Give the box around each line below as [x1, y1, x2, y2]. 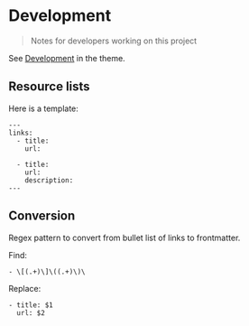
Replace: [8, 283, 41, 293]
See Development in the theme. [8, 52, 125, 63]
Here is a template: [8, 103, 78, 114]
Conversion [8, 209, 76, 224]
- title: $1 [8, 300, 53, 310]
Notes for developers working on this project [30, 35, 198, 46]
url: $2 [16, 308, 46, 317]
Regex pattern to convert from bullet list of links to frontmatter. [8, 232, 241, 243]
